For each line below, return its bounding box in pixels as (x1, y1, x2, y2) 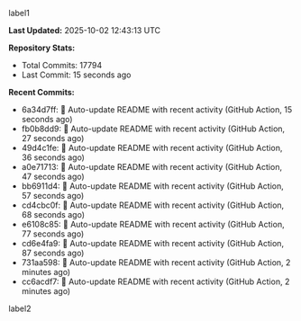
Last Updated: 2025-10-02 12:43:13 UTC (8, 25, 161, 35)
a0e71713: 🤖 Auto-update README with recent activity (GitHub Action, (21, 162, 283, 172)
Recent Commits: (8, 87, 75, 97)
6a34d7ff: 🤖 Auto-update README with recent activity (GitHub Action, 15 (21, 104, 293, 115)
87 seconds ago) (21, 247, 85, 258)
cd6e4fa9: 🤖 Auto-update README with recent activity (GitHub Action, (21, 238, 285, 248)
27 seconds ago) (21, 133, 85, 143)
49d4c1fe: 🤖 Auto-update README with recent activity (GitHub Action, (21, 143, 283, 153)
